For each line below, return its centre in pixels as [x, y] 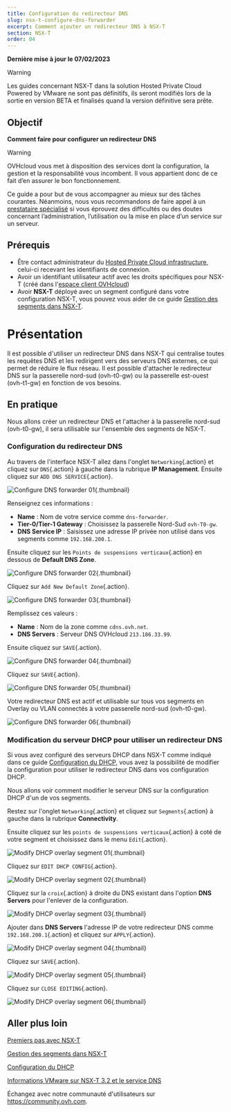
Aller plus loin [37, 1024]
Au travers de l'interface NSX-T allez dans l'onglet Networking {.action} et [111, 461]
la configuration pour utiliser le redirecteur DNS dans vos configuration [108, 770]
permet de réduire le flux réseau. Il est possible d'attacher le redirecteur [110, 368]
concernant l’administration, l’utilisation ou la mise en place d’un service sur [115, 216]
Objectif [25, 122]
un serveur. [23, 223]
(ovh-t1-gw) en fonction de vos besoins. [64, 382]
